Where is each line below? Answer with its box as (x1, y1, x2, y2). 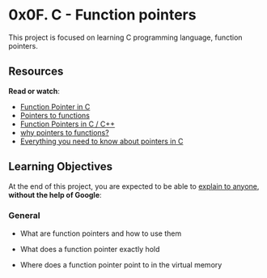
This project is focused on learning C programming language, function (8, 32, 243, 42)
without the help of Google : (8, 190, 103, 199)
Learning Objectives (8, 160, 113, 173)
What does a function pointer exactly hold (19, 244, 160, 254)
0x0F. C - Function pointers (8, 6, 197, 24)
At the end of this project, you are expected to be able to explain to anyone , (8, 181, 260, 191)
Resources (8, 65, 64, 79)
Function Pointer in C (19, 101, 91, 111)
